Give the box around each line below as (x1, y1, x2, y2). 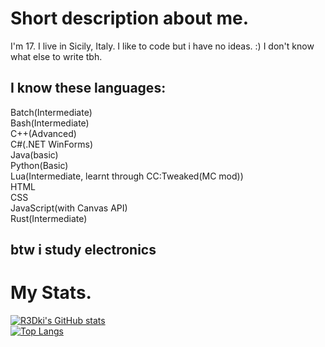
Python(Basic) (10, 159, 69, 171)
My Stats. (10, 282, 92, 304)
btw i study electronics (10, 242, 157, 259)
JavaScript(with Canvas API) (10, 202, 128, 214)
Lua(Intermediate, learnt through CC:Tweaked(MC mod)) (10, 170, 244, 182)
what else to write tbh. (10, 50, 103, 62)
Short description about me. (10, 7, 250, 30)
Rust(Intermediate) (10, 212, 88, 224)
